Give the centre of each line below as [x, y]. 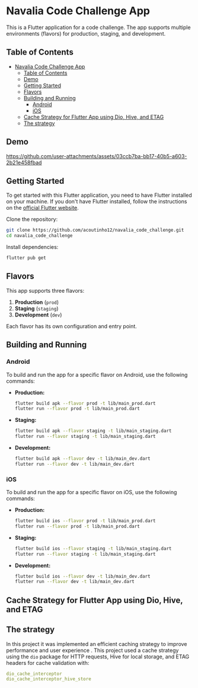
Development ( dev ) [38, 315]
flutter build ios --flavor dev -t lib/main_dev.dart [82, 576]
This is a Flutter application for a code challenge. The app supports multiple [98, 27]
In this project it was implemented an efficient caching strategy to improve [97, 644]
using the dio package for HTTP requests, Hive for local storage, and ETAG [98, 657]
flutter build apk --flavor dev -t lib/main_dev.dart [82, 459]
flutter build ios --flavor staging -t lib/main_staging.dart [93, 548]
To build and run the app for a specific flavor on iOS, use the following [92, 492]
